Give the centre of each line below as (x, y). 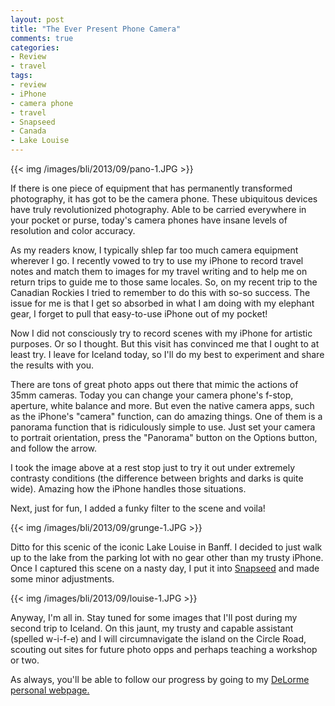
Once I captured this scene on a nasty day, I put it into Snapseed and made (165, 568)
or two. (25, 660)
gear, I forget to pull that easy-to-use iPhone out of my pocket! (139, 314)
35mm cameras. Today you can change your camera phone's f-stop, (152, 395)
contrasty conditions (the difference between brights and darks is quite (157, 478)
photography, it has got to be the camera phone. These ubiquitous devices (164, 199)
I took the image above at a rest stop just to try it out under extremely (153, 467)
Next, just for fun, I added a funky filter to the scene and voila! (138, 508)
